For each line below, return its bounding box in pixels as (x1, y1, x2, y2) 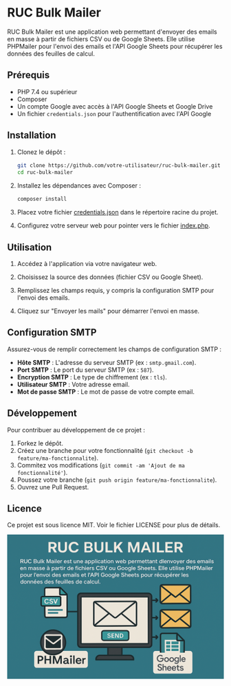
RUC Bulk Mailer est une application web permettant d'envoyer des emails (7, 27, 218, 36)
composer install (16, 196, 67, 203)
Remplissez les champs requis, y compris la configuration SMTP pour (16, 287, 214, 294)
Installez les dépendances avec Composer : (16, 181, 141, 190)
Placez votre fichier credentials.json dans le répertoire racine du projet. (16, 208, 219, 217)
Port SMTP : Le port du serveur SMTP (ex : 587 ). (16, 366, 154, 374)
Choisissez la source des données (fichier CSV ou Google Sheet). (16, 273, 203, 281)
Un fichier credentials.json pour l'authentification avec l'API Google (16, 109, 212, 118)
